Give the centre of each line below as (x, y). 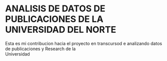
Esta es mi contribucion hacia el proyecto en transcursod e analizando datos (84, 43)
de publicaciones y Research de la (40, 49)
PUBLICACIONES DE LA (54, 19)
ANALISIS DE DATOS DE (55, 9)
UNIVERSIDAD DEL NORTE (61, 30)
